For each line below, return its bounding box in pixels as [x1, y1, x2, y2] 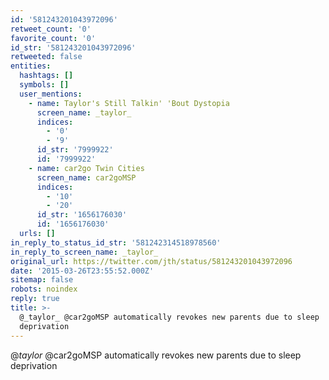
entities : [10, 61, 52, 71]
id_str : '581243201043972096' [10, 42, 137, 53]
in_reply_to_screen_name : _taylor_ [10, 247, 159, 257]
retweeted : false [10, 52, 83, 62]
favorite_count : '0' [10, 33, 97, 43]
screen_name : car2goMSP [36, 172, 137, 183]
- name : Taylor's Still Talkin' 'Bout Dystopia [28, 98, 230, 108]
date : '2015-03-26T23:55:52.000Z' [10, 266, 155, 276]
